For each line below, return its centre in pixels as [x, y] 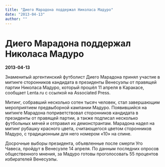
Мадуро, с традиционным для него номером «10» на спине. [68, 134]
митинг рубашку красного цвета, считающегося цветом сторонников [78, 128]
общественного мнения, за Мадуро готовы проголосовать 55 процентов [82, 154]
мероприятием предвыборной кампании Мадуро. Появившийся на [76, 108]
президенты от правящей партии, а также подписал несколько [72, 118]
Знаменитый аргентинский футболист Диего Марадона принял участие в [82, 77]
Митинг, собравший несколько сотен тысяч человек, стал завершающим [82, 102]
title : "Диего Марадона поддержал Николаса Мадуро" [59, 10]
